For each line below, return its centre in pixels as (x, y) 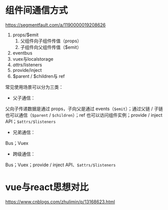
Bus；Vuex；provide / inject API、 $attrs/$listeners (61, 165)
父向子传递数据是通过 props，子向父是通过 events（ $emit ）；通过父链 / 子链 (84, 109)
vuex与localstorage (33, 59)
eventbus (22, 53)
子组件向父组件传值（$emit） (51, 47)
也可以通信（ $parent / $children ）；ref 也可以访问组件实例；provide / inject (84, 115)
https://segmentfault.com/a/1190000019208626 (55, 25)
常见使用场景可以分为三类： (34, 87)
